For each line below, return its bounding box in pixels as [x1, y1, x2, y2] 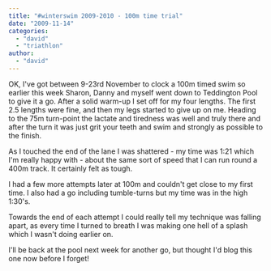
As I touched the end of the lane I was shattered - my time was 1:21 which [8, 146, 255, 156]
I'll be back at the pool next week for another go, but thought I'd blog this [8, 244, 253, 255]
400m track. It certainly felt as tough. [8, 163, 133, 173]
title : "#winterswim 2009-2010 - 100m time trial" [8, 11, 183, 20]
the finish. [8, 130, 42, 140]
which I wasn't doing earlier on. [8, 229, 114, 239]
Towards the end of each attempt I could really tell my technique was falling [8, 212, 261, 222]
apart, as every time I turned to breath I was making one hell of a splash [8, 220, 248, 231]
